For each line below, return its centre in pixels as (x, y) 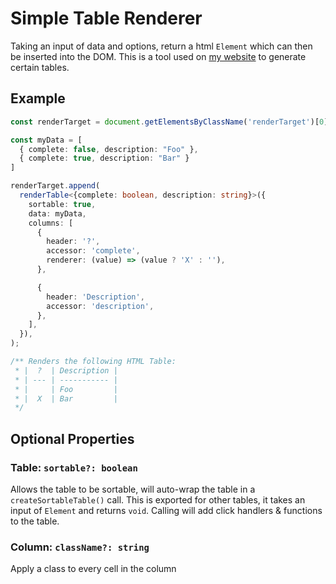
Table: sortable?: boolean (74, 467)
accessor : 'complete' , (93, 251)
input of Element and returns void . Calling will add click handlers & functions (166, 510)
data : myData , (57, 213)
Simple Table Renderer (106, 18)
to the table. (35, 521)
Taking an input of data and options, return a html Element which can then (161, 46)
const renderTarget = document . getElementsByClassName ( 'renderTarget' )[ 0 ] (169, 122)
